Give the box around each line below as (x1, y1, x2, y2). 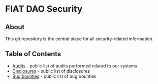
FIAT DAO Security (5, 3, 83, 15)
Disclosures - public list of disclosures (12, 68, 90, 74)
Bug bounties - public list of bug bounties (12, 73, 96, 79)
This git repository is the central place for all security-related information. (5, 36, 154, 42)
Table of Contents (5, 50, 62, 58)
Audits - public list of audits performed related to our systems (12, 63, 138, 69)
